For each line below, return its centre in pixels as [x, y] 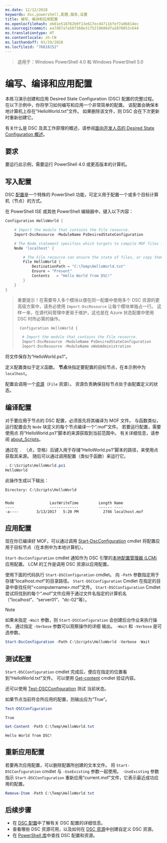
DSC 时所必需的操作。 [40, 319]
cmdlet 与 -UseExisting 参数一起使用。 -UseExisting [96, 771]
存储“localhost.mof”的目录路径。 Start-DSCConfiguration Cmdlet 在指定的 [81, 581]
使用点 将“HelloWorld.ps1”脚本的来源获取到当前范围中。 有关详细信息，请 [80, 433]
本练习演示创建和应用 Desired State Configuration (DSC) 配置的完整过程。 [81, 98]
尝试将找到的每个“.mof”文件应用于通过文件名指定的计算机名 [66, 594]
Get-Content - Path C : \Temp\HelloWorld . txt [50, 727]
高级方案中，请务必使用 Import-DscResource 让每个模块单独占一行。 [86, 306]
